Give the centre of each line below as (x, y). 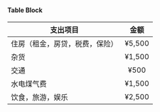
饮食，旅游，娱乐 (40, 98)
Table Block (25, 10)
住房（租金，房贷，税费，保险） (65, 44)
